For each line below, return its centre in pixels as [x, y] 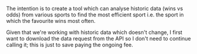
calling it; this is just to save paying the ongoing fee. [70, 45]
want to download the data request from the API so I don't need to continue [99, 38]
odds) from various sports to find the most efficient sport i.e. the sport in [95, 15]
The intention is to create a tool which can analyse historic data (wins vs [95, 9]
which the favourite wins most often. [51, 21]
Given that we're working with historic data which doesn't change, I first [94, 32]
